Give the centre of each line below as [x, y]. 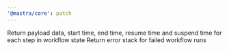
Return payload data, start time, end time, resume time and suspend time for [114, 33]
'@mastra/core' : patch [39, 13]
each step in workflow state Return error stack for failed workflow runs [107, 40]
